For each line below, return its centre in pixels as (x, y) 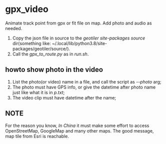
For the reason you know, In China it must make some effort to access (77, 125)
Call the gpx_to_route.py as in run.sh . (50, 54)
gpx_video (27, 9)
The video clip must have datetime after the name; (64, 97)
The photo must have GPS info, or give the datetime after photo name (84, 87)
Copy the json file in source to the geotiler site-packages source (79, 38)
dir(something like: (31, 43)
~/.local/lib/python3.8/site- (79, 43)
